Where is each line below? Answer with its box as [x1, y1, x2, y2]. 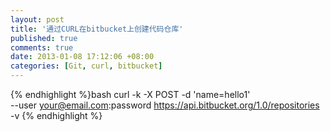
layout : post [10, 14, 65, 25]
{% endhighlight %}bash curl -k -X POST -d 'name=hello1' [10, 89, 251, 100]
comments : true [10, 42, 74, 53]
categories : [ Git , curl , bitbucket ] [10, 61, 163, 71]
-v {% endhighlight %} [10, 110, 103, 121]
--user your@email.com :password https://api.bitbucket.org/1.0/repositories [10, 99, 320, 111]
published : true [10, 33, 78, 43]
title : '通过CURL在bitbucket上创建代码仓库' [10, 24, 184, 34]
